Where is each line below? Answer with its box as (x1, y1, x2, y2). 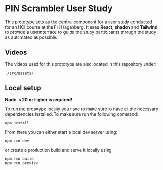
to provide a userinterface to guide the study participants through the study (5, 29, 157, 35)
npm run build (5, 156, 34, 161)
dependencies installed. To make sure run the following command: (5, 111, 139, 117)
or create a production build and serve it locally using (5, 147, 112, 153)
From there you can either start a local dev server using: (5, 129, 118, 135)
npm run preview (5, 160, 38, 165)
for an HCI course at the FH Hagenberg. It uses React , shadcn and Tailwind (5, 24, 158, 30)
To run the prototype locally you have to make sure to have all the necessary (5, 106, 159, 112)
